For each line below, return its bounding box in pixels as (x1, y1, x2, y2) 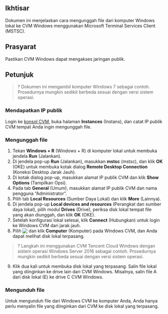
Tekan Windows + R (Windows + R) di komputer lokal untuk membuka (12, 148, 157, 154)
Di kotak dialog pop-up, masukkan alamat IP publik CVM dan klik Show (12, 174, 159, 180)
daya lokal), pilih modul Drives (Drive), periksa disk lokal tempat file (12, 206, 152, 213)
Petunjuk (5, 70, 34, 79)
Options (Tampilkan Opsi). (12, 180, 67, 186)
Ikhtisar (5, 4, 30, 13)
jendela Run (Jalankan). (12, 153, 61, 159)
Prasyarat (5, 43, 36, 51)
